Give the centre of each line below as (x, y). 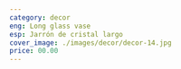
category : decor (40, 17)
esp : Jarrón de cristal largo (67, 34)
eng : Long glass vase (50, 26)
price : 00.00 (34, 51)
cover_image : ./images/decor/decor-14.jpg (90, 43)
